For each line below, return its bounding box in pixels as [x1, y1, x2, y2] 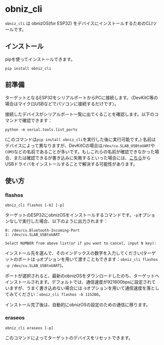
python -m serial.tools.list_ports [5, 127, 78, 132]
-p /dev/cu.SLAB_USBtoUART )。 [5, 262, 66, 268]
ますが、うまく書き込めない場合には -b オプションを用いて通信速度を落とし [9, 285, 160, 291]
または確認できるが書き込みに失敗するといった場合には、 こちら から [13, 155, 151, 161]
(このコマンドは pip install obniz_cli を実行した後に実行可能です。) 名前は [5, 136, 156, 142]
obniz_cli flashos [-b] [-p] [5, 203, 65, 208]
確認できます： [22, 117, 52, 123]
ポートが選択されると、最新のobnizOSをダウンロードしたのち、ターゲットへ [5, 273, 160, 279]
